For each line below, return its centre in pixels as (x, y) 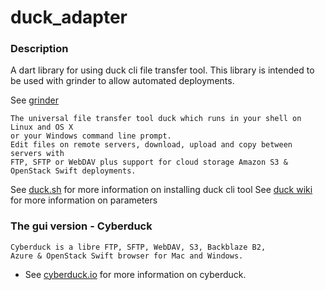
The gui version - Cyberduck (81, 226)
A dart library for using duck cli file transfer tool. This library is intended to (162, 70)
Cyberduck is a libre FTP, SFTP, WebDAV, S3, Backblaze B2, (138, 247)
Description (39, 49)
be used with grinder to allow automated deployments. (122, 81)
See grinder (34, 100)
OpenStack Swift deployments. (73, 171)
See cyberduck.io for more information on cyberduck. (135, 274)
